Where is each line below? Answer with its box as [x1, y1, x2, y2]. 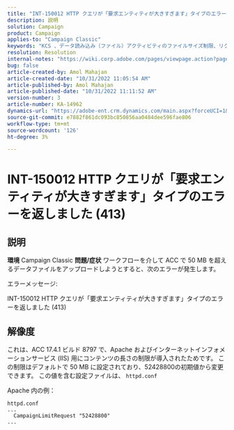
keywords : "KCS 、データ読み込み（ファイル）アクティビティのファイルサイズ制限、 [7, 43, 219, 49]
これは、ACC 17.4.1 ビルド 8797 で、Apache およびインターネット [7, 346, 196, 354]
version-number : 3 [7, 95, 61, 102]
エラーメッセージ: [7, 279, 58, 288]
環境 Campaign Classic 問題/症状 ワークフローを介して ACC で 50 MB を [7, 256, 214, 265]
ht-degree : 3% [7, 133, 49, 140]
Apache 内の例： [7, 386, 56, 394]
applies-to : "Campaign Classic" [7, 36, 101, 43]
